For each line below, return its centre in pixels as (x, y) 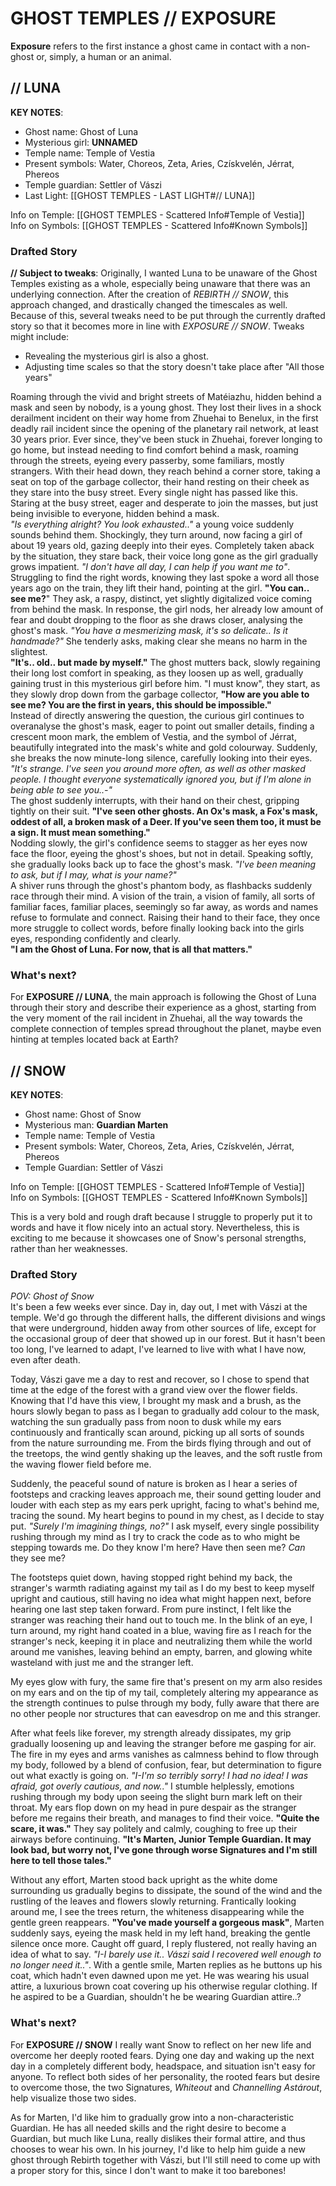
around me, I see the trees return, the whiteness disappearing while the (157, 1912)
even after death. (45, 1360)
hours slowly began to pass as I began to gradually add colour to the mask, (165, 1411)
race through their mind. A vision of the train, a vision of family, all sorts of (163, 896)
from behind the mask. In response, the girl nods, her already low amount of (167, 609)
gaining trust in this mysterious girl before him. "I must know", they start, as (165, 684)
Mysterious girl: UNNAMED (81, 142)
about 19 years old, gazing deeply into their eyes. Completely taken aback (162, 546)
